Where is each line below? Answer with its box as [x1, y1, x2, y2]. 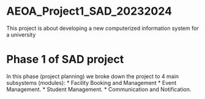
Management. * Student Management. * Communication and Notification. [6, 86, 192, 93]
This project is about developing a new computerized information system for [6, 24, 199, 32]
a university [6, 31, 36, 38]
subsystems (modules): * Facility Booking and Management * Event [6, 79, 177, 86]
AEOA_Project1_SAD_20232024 [6, 4, 173, 18]
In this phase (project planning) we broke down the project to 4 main [6, 72, 179, 80]
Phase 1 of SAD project [6, 53, 124, 67]
